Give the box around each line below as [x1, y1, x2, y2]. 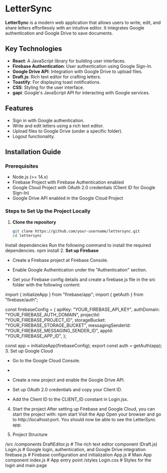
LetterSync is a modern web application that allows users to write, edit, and [5, 19, 161, 25]
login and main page [5, 463, 47, 469]
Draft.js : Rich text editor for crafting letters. [12, 73, 101, 80]
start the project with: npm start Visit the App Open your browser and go [12, 411, 162, 417]
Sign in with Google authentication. [12, 117, 85, 123]
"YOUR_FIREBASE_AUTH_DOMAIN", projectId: [5, 312, 100, 318]
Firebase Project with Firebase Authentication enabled [12, 179, 124, 185]
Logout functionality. [12, 133, 55, 139]
